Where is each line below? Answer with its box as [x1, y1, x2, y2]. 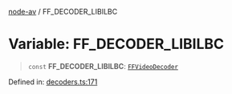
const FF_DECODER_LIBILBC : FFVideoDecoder [27, 61, 179, 71]
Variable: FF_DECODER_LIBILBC [8, 35, 225, 53]
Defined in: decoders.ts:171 [8, 76, 98, 87]
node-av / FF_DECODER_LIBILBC [8, 7, 118, 16]
